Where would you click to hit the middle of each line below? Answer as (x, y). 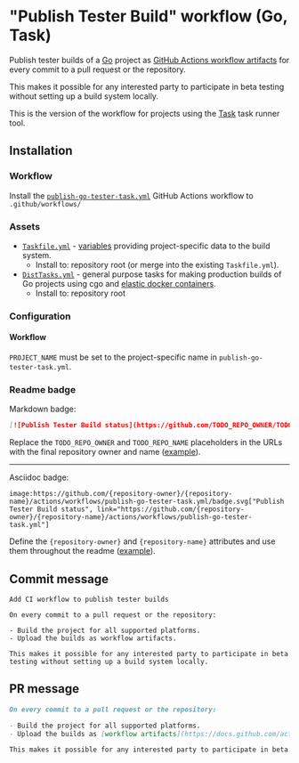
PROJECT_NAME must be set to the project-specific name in (113, 357)
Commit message (59, 579)
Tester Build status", (51, 509)
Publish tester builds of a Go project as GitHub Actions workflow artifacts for (149, 60)
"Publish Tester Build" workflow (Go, (148, 16)
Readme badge (43, 389)
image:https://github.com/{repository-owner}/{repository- (121, 494)
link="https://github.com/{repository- (170, 509)
